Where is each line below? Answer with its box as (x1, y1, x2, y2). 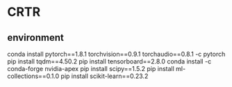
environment (7, 32, 64, 43)
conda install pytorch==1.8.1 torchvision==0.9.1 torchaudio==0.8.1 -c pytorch (7, 50, 226, 58)
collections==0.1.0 (7, 72, 60, 80)
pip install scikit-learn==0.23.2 (60, 72, 149, 80)
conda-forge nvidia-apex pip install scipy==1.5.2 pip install (7, 65, 175, 72)
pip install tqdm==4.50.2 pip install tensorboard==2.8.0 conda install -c (7, 57, 212, 66)
